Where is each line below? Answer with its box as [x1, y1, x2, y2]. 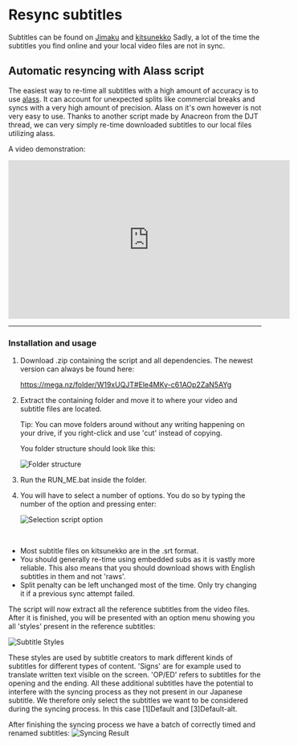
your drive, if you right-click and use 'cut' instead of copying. [19, 429, 222, 438]
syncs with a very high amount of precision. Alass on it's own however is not [8, 102, 262, 112]
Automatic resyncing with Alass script [8, 64, 205, 78]
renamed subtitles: [8, 728, 71, 738]
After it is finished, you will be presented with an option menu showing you [8, 613, 255, 623]
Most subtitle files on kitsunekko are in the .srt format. [19, 546, 199, 556]
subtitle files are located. [19, 404, 102, 414]
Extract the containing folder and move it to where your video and [19, 396, 238, 405]
